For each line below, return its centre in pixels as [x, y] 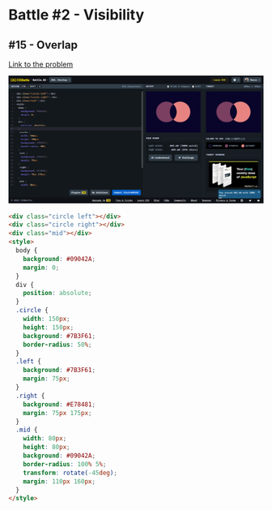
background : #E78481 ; [59, 404]
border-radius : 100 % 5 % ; [65, 464]
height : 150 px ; [49, 327]
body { [27, 251]
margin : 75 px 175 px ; [57, 413]
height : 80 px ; [47, 448]
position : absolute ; [57, 294]
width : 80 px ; [45, 439]
